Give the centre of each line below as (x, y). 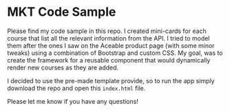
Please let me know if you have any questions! (73, 101)
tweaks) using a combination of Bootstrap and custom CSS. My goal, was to (115, 53)
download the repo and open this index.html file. (76, 88)
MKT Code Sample (62, 12)
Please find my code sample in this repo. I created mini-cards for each (107, 31)
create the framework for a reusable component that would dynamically (109, 60)
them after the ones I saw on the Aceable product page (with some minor (111, 45)
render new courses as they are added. (63, 67)
